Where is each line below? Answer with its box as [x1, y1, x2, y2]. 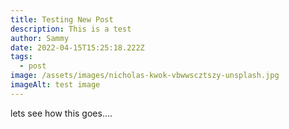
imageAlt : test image [10, 80, 101, 90]
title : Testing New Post [10, 14, 114, 25]
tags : [10, 52, 33, 62]
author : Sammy [10, 33, 70, 43]
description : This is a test [10, 24, 132, 34]
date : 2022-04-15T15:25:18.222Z [10, 42, 145, 53]
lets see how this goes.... [10, 107, 113, 119]
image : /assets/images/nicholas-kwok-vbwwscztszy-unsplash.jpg [10, 71, 280, 81]
